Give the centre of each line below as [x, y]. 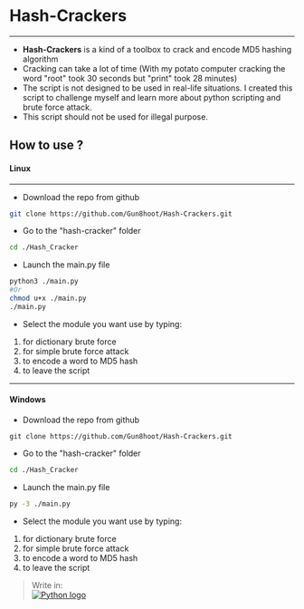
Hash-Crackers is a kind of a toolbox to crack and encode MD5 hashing [157, 49]
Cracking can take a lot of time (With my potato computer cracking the [154, 68]
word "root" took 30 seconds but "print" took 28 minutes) [130, 78]
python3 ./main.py [44, 282]
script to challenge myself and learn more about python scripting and [152, 97]
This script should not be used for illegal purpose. [115, 116]
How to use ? [47, 145]
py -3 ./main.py [40, 504]
